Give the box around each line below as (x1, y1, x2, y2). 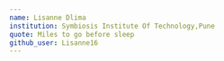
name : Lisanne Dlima (9, 13, 87, 22)
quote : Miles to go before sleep (9, 30, 135, 39)
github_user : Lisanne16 (9, 38, 99, 48)
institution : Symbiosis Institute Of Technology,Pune (9, 22, 216, 30)
